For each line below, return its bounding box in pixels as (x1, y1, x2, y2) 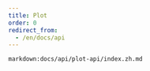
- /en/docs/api (15, 33, 66, 42)
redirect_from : (8, 26, 58, 34)
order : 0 (8, 19, 37, 27)
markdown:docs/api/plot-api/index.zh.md (8, 55, 144, 63)
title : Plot (8, 11, 47, 20)
